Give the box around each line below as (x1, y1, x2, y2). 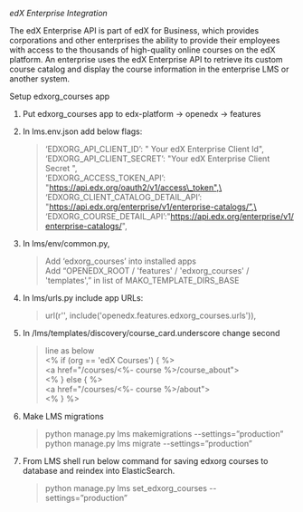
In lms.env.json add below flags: (22, 126, 143, 137)
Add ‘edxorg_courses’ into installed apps (44, 256, 197, 266)
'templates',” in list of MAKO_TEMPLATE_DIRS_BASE (44, 275, 240, 285)
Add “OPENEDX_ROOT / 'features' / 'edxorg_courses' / (44, 266, 250, 275)
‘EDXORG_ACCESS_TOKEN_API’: (44, 172, 166, 183)
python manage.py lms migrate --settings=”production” (44, 439, 253, 449)
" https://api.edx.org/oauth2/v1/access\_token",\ (44, 182, 223, 193)
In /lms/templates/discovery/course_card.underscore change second (22, 328, 280, 338)
